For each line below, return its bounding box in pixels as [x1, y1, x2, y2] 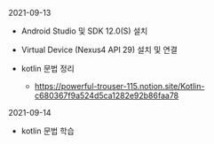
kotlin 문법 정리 [20, 64, 75, 73]
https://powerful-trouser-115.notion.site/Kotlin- [34, 81, 205, 91]
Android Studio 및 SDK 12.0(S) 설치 [20, 26, 148, 36]
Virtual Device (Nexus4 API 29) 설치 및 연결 [20, 44, 178, 55]
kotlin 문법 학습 [20, 125, 75, 136]
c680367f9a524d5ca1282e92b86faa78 [34, 90, 179, 101]
